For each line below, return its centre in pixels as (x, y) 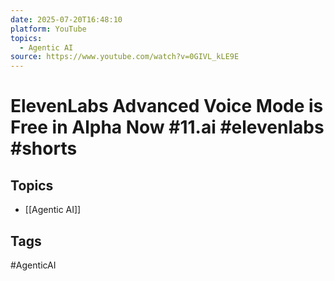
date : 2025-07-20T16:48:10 (66, 19)
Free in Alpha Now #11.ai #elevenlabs (167, 127)
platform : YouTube (48, 29)
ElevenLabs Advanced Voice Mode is (167, 106)
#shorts (44, 148)
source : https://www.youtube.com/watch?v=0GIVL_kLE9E (125, 57)
